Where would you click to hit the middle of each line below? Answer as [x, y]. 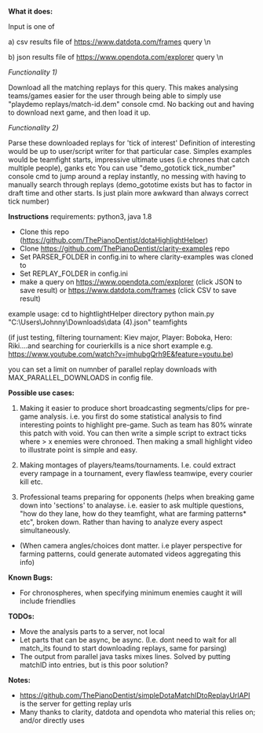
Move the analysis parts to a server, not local [92, 631]
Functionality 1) [33, 72]
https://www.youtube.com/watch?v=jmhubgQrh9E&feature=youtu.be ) [121, 354]
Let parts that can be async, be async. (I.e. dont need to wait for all [128, 640]
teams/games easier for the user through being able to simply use [115, 96]
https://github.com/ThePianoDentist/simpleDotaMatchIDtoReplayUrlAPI [135, 695]
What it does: [31, 11]
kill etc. [31, 482]
